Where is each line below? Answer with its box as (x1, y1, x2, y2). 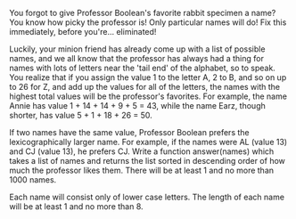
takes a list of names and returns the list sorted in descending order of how (9, 156, 285, 166)
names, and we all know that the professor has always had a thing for (9, 53, 265, 63)
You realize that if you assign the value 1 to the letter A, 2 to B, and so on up (9, 72, 287, 83)
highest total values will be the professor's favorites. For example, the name (9, 91, 288, 101)
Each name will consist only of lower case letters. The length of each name (9, 191, 285, 202)
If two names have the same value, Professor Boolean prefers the (9, 127, 250, 137)
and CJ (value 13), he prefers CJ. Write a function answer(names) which (9, 146, 275, 157)
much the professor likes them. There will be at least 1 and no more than (9, 165, 275, 175)
